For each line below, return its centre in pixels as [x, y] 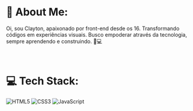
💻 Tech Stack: [42, 81]
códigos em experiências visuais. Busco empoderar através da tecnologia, [97, 34]
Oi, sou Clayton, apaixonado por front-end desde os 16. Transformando [93, 28]
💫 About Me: [37, 12]
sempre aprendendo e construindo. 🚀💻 [54, 41]
